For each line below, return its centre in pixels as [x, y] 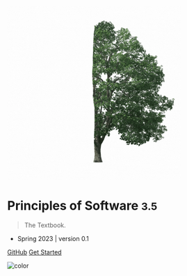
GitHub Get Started [34, 252]
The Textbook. [45, 225]
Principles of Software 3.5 [82, 206]
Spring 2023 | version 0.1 [53, 238]
